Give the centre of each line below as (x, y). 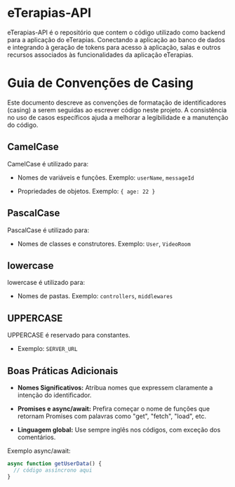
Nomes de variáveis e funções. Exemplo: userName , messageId (106, 178)
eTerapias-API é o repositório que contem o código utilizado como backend (116, 32)
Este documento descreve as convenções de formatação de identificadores (117, 102)
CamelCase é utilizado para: (48, 164)
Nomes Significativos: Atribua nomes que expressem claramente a (115, 387)
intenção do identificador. (54, 395)
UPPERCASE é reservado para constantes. (69, 335)
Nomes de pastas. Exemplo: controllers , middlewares (95, 296)
